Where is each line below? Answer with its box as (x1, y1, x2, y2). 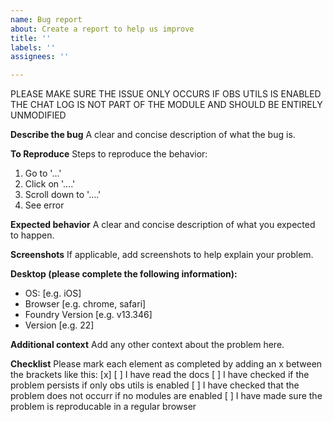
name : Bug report (10, 14, 83, 25)
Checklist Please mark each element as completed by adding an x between (10, 358, 323, 370)
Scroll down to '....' (24, 189, 102, 201)
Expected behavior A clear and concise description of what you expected (10, 219, 316, 231)
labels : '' (10, 42, 56, 53)
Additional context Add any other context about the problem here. (10, 339, 285, 351)
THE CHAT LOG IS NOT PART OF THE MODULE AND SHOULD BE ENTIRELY (10, 99, 323, 111)
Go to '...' (24, 167, 62, 180)
